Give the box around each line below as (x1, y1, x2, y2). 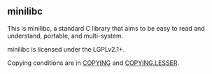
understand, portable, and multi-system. (7, 31, 124, 40)
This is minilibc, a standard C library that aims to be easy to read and (7, 24, 205, 32)
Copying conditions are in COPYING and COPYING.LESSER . (7, 59, 180, 67)
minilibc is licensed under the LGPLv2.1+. (7, 45, 125, 53)
